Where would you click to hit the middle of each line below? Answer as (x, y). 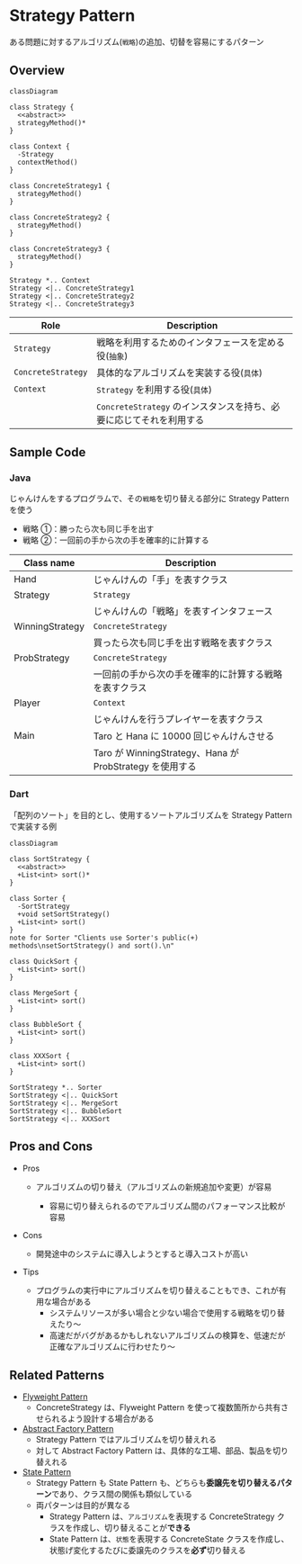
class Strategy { (42, 107)
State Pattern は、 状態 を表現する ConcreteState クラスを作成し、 (169, 1539)
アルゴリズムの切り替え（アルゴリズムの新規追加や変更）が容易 (154, 1186)
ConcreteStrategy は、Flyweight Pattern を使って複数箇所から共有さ (162, 1407)
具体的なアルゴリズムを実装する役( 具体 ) (179, 373)
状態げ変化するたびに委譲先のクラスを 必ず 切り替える (147, 1551)
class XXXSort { (40, 1056)
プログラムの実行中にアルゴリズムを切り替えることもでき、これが (157, 1290)
